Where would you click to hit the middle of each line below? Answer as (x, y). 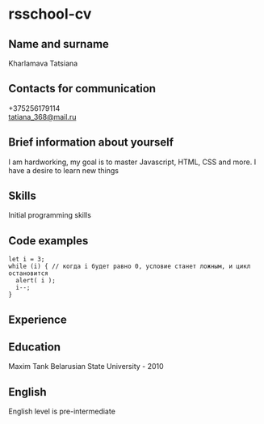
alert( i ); (36, 281)
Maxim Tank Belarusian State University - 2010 (86, 367)
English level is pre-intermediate (62, 411)
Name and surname (59, 44)
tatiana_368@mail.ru (42, 117)
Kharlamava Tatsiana (43, 63)
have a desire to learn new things (64, 170)
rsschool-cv (50, 14)
